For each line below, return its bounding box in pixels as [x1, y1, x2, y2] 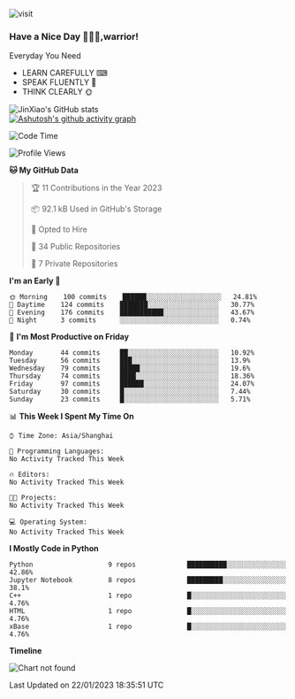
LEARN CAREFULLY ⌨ [21, 67, 109, 79]
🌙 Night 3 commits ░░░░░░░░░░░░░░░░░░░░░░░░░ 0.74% [9, 316, 251, 325]
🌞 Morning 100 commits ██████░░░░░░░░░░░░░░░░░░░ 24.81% [9, 293, 258, 302]
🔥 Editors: [9, 470, 50, 480]
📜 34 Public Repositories [30, 242, 121, 252]
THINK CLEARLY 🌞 [21, 87, 93, 97]
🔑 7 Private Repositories [30, 258, 118, 269]
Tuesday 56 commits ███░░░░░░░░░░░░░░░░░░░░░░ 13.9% [9, 357, 251, 365]
